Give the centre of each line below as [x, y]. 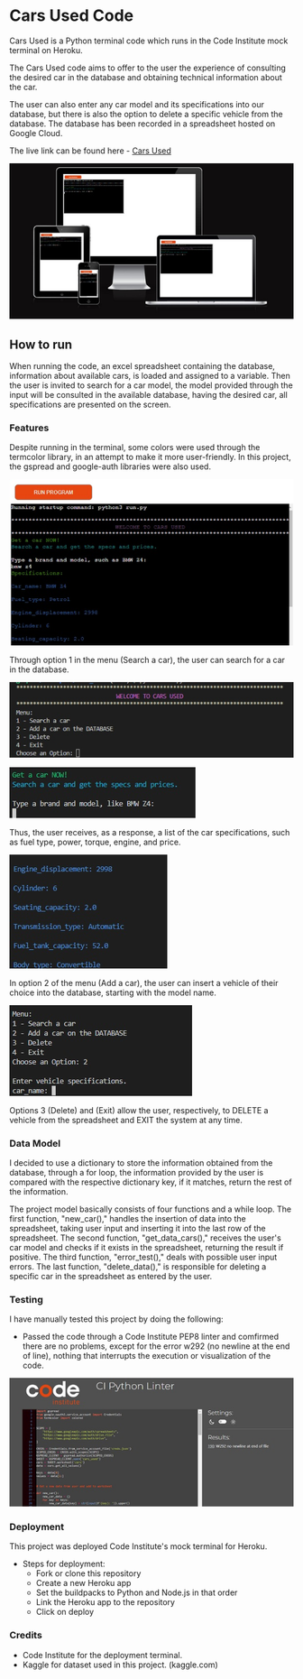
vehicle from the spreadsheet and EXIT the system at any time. [126, 1120]
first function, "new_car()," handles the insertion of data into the [128, 1219]
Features [29, 428]
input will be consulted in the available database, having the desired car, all [149, 395]
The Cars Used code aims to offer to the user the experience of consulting [147, 68]
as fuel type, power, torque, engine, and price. [95, 842]
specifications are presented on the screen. [90, 405]
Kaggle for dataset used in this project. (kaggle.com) [120, 1665]
